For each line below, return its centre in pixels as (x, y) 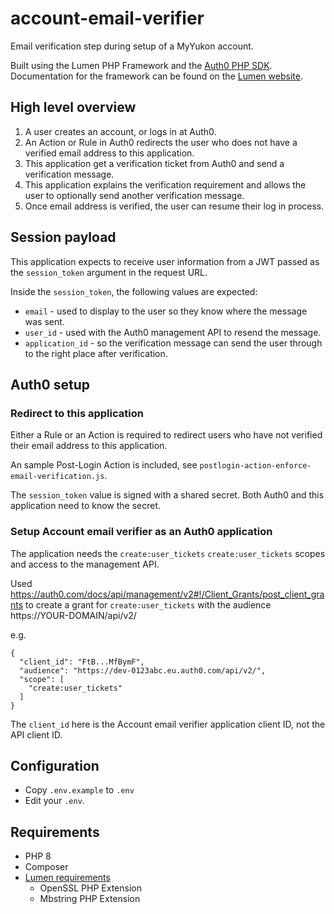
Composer (46, 867)
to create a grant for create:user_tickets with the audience (148, 604)
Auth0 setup (50, 384)
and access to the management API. (85, 564)
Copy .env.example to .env (79, 790)
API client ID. (36, 734)
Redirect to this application (77, 413)
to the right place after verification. (96, 353)
